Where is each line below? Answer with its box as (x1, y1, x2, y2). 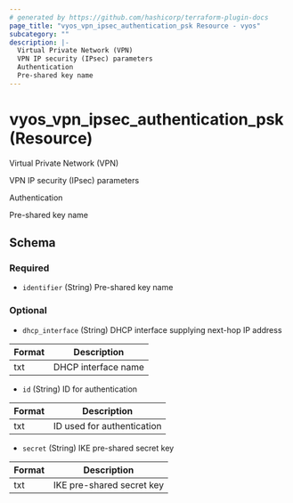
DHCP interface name (53, 361, 144, 373)
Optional (9, 304, 47, 317)
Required (9, 262, 50, 274)
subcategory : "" (9, 29, 69, 38)
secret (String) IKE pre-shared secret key (21, 442, 175, 453)
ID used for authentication (53, 419, 162, 432)
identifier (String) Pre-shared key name (21, 282, 174, 293)
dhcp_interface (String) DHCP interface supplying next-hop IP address (21, 324, 282, 335)
